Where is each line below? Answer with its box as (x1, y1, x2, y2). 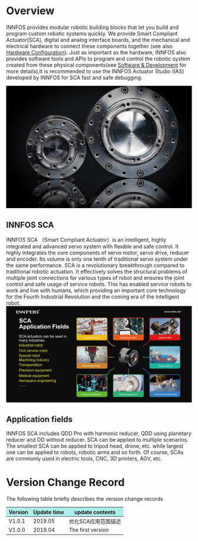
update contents (74, 508, 116, 516)
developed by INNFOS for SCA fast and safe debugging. (6, 74, 143, 81)
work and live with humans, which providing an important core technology (6, 287, 186, 294)
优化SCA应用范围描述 (68, 517, 121, 524)
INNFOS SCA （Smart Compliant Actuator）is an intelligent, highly (6, 236, 167, 243)
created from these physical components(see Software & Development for (6, 61, 187, 69)
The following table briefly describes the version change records (6, 495, 163, 503)
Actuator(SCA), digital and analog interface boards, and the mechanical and (6, 36, 190, 43)
